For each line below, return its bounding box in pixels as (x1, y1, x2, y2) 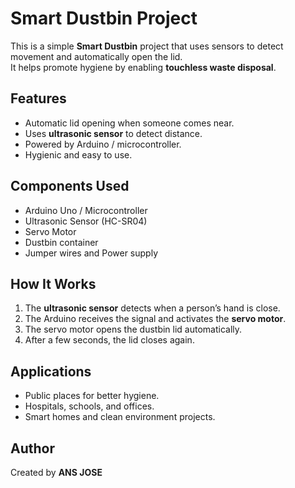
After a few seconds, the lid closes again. (24, 334, 195, 346)
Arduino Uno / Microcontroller (24, 204, 148, 216)
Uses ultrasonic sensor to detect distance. (24, 127, 203, 139)
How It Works (10, 275, 97, 292)
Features (10, 90, 67, 107)
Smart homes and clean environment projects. (24, 411, 216, 423)
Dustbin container (24, 236, 99, 248)
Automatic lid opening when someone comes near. (24, 117, 235, 129)
